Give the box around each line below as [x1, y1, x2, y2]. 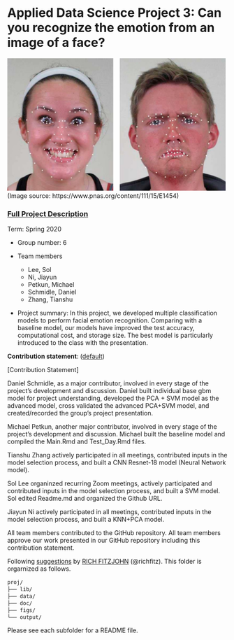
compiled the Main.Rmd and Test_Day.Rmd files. [7, 437, 147, 446]
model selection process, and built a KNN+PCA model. [7, 515, 165, 523]
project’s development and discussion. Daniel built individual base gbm [7, 386, 212, 394]
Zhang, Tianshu [27, 295, 73, 304]
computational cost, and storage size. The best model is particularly [17, 331, 213, 339]
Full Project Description [7, 208, 89, 218]
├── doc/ [7, 599, 33, 606]
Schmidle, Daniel [27, 287, 77, 296]
